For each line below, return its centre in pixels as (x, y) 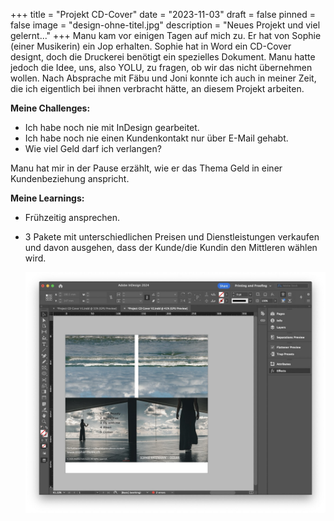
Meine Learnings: (47, 198)
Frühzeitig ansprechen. (72, 217)
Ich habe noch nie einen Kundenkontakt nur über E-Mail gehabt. (156, 138)
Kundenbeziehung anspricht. (70, 178)
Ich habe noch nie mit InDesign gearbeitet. (112, 127)
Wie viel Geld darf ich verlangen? (93, 148)
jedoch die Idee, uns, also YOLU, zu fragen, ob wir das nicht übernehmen (161, 67)
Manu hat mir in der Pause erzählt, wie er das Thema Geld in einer (146, 168)
